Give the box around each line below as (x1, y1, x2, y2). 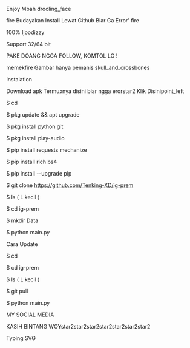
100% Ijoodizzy (6, 29, 45, 36)
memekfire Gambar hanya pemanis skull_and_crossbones (6, 64, 150, 71)
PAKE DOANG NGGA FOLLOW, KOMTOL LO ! (6, 52, 118, 60)
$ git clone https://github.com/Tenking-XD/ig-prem (6, 182, 134, 189)
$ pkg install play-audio (6, 135, 65, 142)
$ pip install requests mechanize (6, 146, 87, 154)
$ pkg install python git (6, 123, 64, 130)
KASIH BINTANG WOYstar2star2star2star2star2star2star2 (6, 323, 151, 330)
